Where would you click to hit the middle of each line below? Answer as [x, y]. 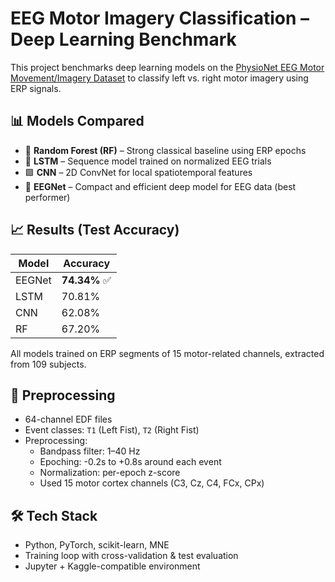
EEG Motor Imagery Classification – [160, 18]
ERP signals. [36, 88]
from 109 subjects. [48, 364]
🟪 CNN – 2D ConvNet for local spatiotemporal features [138, 172]
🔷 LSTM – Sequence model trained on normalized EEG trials [148, 161]
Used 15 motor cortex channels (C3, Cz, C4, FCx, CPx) [152, 483]
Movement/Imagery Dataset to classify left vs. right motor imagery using [159, 78]
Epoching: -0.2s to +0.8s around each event [130, 462]
